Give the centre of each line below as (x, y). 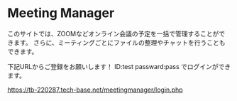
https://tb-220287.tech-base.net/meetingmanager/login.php (95, 90)
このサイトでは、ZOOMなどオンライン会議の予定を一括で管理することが (113, 33)
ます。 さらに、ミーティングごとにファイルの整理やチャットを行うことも (119, 42)
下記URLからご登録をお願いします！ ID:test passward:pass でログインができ (119, 66)
